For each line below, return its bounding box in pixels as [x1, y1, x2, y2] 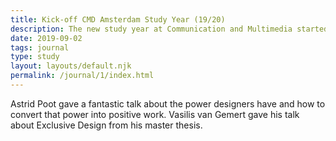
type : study [10, 52, 60, 62]
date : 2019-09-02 [10, 33, 83, 43]
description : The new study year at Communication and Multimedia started [10, 24, 329, 34]
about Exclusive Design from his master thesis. [10, 119, 203, 131]
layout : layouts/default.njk [10, 61, 132, 71]
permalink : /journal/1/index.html [10, 71, 155, 81]
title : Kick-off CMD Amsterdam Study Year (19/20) [10, 14, 226, 25]
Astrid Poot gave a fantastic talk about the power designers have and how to [10, 97, 326, 110]
